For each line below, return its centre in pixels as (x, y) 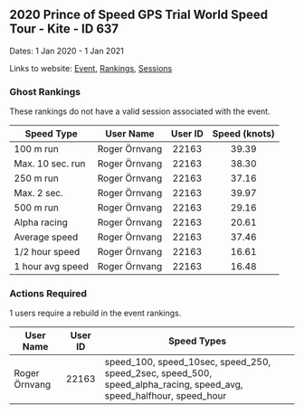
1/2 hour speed (47, 252)
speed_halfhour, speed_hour (166, 396)
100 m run (36, 149)
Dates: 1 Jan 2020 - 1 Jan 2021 (66, 51)
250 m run (36, 178)
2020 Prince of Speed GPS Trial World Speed (139, 15)
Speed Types (198, 341)
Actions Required (48, 294)
